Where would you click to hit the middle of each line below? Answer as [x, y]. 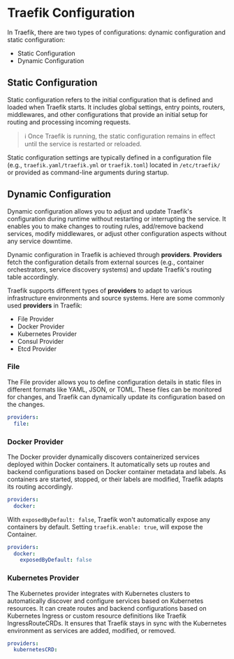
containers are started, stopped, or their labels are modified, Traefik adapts [115, 479]
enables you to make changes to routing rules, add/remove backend [105, 226]
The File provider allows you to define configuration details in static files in [114, 382]
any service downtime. [40, 241]
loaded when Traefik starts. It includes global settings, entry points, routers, [116, 107]
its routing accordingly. [40, 486]
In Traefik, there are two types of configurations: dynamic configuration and [116, 32]
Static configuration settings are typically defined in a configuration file [109, 157]
